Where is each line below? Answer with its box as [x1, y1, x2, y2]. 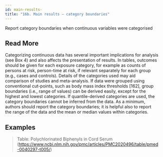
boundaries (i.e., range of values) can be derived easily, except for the [5, 88, 146, 94]
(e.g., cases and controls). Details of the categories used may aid [5, 73, 136, 78]
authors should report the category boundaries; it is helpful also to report [5, 104, 152, 110]
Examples [5, 123, 36, 132]
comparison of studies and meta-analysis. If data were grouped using [5, 78, 145, 84]
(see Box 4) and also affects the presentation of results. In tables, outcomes [5, 57, 157, 63]
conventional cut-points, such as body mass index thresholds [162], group [5, 83, 154, 89]
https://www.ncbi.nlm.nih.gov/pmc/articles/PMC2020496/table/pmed [18, 141, 159, 147]
